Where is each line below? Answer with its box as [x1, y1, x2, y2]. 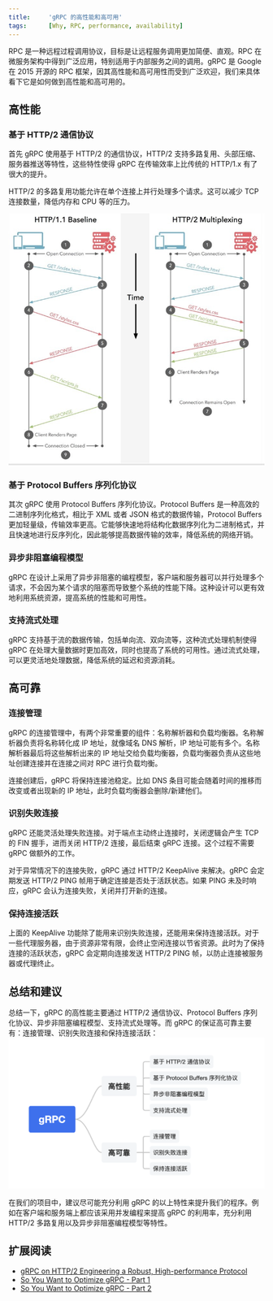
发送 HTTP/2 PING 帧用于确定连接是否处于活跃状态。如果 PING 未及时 [15, 875, 250, 885]
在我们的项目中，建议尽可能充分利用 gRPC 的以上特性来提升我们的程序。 [8, 1197, 252, 1207]
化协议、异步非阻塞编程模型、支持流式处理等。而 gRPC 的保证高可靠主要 [8, 1017, 252, 1027]
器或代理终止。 [8, 959, 58, 969]
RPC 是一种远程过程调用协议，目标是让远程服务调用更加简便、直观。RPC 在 [8, 46, 262, 56]
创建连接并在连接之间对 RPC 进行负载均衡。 [15, 758, 162, 768]
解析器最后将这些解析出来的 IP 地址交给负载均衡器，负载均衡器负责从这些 [8, 748, 254, 757]
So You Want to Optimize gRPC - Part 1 [19, 1274, 150, 1284]
